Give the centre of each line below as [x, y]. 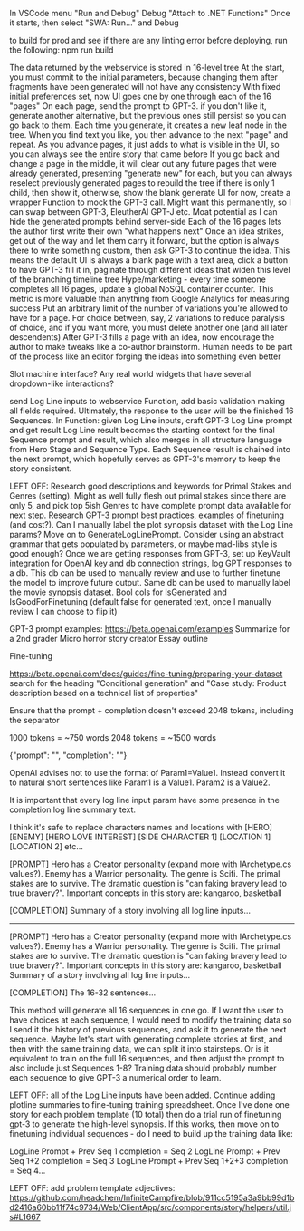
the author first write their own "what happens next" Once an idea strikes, [147, 231]
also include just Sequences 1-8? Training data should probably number [143, 1068]
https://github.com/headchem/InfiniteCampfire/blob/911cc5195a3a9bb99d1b [152, 1197]
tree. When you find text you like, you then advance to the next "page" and [149, 135]
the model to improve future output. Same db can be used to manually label [150, 582]
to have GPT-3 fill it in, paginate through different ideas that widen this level [150, 270]
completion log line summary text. [72, 809]
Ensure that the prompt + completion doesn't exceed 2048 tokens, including [152, 710]
